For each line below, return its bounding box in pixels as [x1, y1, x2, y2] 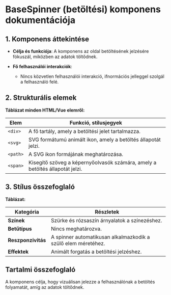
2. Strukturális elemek [5, 93, 77, 102]
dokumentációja [5, 14, 75, 26]
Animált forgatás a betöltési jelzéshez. [50, 248, 142, 255]
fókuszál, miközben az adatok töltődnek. [12, 53, 98, 60]
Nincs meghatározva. [50, 225, 102, 232]
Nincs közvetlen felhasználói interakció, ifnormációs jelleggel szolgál [20, 73, 164, 79]
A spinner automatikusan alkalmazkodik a [50, 233, 150, 240]
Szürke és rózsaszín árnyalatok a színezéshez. [50, 217, 162, 224]
